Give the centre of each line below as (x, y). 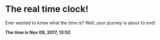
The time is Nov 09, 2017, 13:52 (38, 32)
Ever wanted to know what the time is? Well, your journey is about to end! (80, 23)
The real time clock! (47, 9)
